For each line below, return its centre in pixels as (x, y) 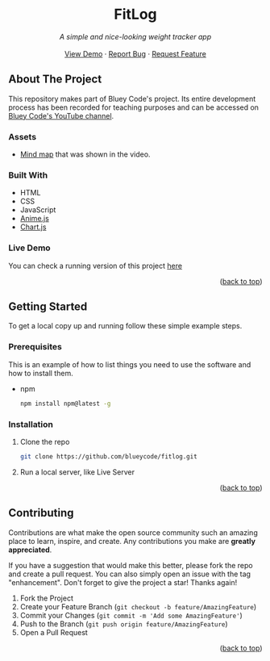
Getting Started (48, 307)
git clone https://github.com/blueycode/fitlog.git (108, 456)
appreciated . (30, 550)
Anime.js (35, 219)
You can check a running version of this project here (96, 266)
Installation (31, 424)
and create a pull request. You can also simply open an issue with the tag (130, 574)
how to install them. (41, 373)
